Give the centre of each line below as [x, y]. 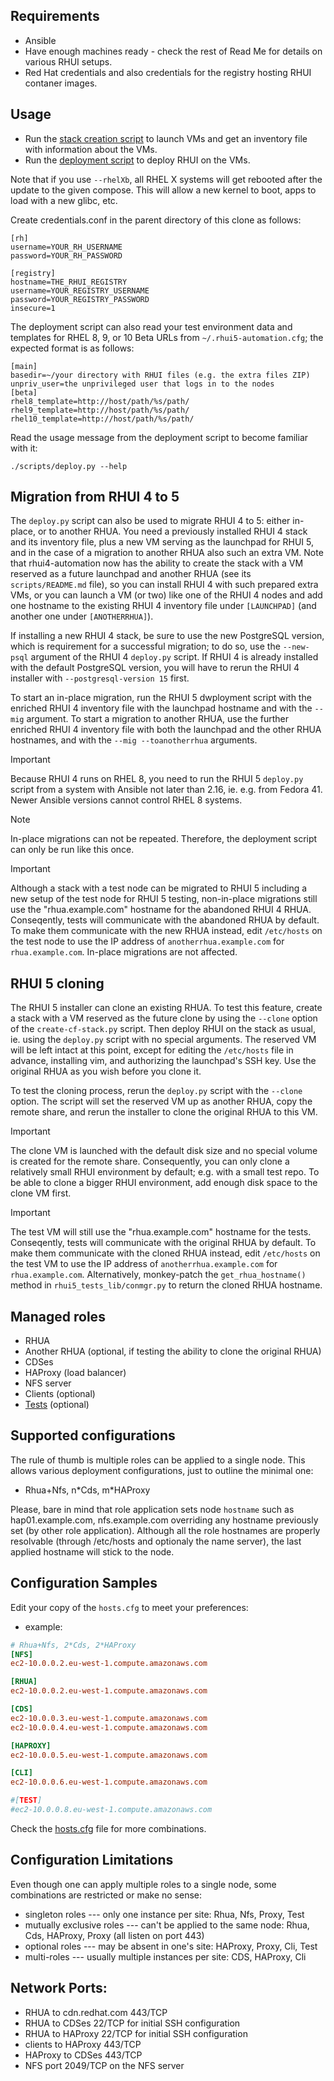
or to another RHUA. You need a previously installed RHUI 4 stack [172, 531]
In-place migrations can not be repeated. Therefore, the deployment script [164, 839]
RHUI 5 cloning [57, 983]
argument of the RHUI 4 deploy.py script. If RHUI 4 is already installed [174, 657]
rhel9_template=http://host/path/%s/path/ [100, 410]
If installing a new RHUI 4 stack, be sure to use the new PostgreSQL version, [167, 636]
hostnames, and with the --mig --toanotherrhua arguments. [134, 740]
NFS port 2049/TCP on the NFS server [104, 2065]
